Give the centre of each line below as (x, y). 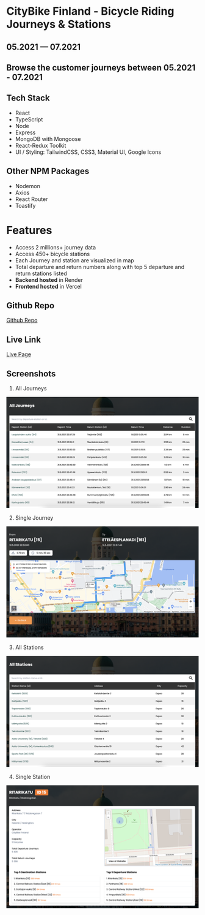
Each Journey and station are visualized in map (74, 260)
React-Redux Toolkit (41, 145)
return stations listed (41, 273)
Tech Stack (28, 98)
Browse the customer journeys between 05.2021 (101, 68)
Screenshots (31, 374)
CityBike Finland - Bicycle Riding (91, 11)
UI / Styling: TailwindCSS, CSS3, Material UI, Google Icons (88, 152)
